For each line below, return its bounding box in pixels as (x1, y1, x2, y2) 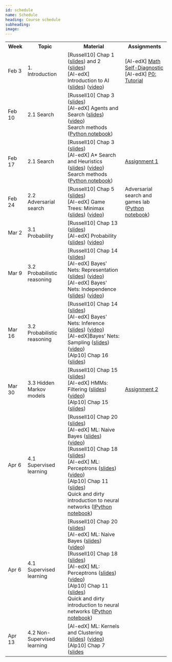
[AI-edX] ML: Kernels (67, 622, 119, 630)
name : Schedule (5, 12, 38, 17)
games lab (124, 198, 150, 205)
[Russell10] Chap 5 (67, 185, 115, 193)
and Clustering (67, 629, 103, 636)
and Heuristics (67, 158, 102, 165)
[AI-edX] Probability (67, 232, 117, 239)
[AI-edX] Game (67, 198, 105, 205)
